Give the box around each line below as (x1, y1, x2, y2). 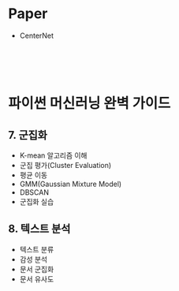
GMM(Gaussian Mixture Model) (19, 179, 122, 188)
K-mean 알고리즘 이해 (19, 151, 88, 160)
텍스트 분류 (19, 244, 54, 254)
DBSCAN (19, 187, 50, 197)
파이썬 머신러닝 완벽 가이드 (8, 95, 171, 113)
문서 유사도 (19, 274, 54, 284)
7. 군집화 (8, 128, 47, 142)
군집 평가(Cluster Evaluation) (19, 160, 112, 170)
